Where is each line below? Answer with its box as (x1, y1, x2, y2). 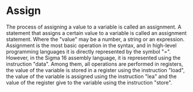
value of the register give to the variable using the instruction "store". (6, 79, 173, 86)
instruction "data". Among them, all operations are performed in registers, (6, 60, 183, 68)
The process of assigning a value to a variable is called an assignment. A (6, 23, 182, 30)
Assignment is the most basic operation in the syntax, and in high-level (6, 42, 177, 49)
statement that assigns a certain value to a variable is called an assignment (6, 29, 187, 36)
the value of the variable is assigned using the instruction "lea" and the (6, 73, 177, 80)
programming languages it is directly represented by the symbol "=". (6, 48, 171, 55)
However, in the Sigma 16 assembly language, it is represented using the (6, 54, 181, 61)
